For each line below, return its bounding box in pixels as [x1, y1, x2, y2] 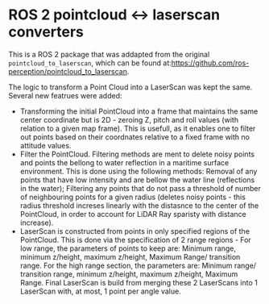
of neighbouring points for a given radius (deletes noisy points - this [19, 192, 246, 202]
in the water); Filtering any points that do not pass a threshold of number [19, 183, 262, 193]
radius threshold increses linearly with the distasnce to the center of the [19, 200, 259, 210]
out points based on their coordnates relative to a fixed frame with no [19, 131, 250, 142]
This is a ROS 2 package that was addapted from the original [8, 49, 210, 59]
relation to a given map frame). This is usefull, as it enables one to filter [19, 123, 256, 133]
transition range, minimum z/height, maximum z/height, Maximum [19, 269, 238, 279]
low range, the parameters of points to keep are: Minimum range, [19, 244, 236, 253]
